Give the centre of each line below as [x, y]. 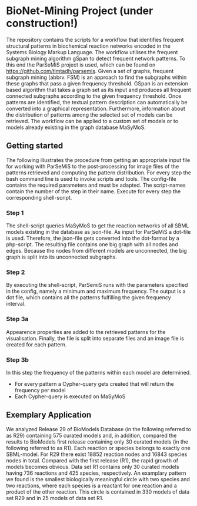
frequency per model [40, 390]
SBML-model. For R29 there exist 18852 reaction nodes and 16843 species [97, 454]
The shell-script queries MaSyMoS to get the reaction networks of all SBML [98, 226]
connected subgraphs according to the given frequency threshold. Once [94, 96]
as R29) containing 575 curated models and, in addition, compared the [91, 435]
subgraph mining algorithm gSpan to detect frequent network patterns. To [96, 58]
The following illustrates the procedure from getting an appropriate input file [98, 160]
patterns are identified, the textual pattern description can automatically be [97, 102]
